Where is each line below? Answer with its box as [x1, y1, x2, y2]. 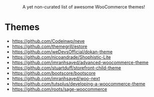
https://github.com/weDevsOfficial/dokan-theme [12, 49, 113, 55]
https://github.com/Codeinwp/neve [12, 38, 85, 44]
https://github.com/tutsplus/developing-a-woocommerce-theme [12, 80, 145, 86]
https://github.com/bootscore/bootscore [12, 70, 96, 76]
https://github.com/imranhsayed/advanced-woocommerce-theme [12, 59, 149, 65]
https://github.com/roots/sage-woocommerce [12, 86, 107, 92]
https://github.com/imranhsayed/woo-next [12, 75, 100, 81]
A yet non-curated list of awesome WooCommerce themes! [22, 4, 145, 10]
